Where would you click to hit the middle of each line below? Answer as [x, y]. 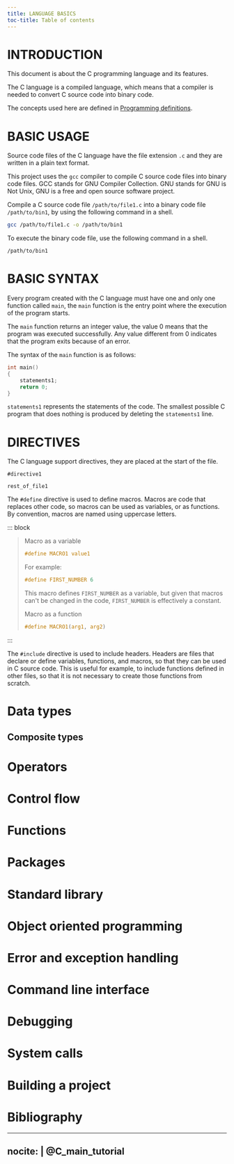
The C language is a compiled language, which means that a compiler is [110, 87]
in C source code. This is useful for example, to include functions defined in [116, 668]
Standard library [55, 894]
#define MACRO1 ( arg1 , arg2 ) [65, 627]
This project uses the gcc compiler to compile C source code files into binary [117, 176]
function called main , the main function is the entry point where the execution [117, 306]
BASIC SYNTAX [53, 279]
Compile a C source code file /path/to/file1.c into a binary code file [107, 205]
